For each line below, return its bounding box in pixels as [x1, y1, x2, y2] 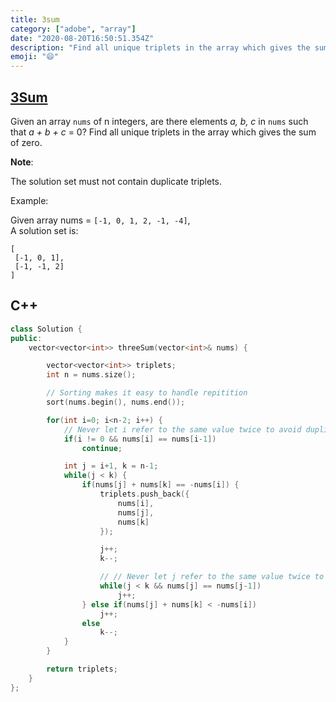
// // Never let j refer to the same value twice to [99, 572, 325, 582]
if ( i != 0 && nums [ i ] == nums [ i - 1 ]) [63, 434, 217, 444]
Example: [10, 194, 49, 206]
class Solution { [10, 324, 83, 334]
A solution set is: [10, 224, 79, 236]
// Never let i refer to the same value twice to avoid [63, 424, 302, 435]
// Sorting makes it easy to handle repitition [46, 388, 248, 398]
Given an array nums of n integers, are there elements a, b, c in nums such [10, 115, 309, 127]
